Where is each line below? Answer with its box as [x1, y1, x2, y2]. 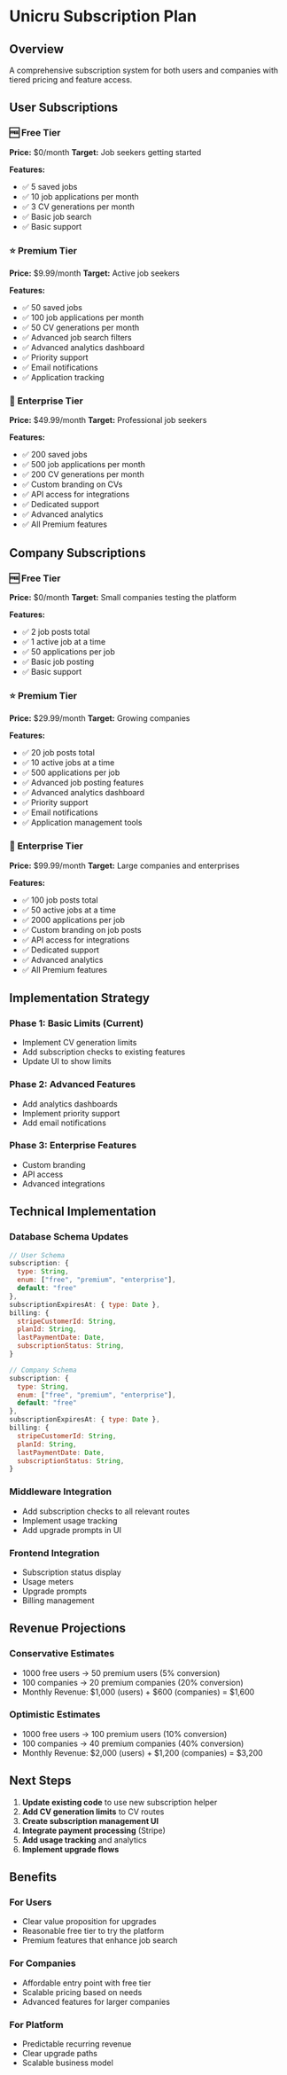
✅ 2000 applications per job [21, 914, 126, 925]
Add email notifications [21, 1117, 106, 1128]
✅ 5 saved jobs [21, 181, 78, 192]
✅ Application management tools [21, 818, 143, 828]
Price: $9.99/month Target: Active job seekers [9, 268, 180, 278]
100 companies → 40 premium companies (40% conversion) [21, 1738, 244, 1749]
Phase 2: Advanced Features [9, 1078, 136, 1091]
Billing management [21, 1594, 95, 1606]
